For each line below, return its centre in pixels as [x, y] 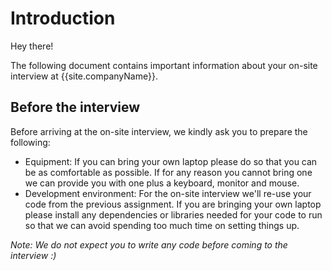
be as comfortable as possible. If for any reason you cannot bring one [168, 172]
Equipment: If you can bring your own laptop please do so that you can [171, 161]
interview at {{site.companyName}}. [84, 76]
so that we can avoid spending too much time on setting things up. [162, 225]
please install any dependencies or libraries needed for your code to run [173, 214]
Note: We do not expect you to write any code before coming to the [149, 244]
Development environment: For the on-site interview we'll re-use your [168, 193]
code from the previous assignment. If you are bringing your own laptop [173, 204]
